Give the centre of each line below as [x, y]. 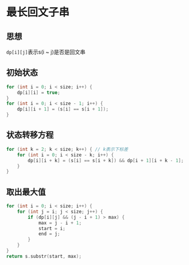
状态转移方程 [30, 135]
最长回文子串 [38, 12]
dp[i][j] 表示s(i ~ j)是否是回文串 [46, 52]
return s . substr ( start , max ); [44, 256]
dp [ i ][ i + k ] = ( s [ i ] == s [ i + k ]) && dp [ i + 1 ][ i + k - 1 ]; [106, 160]
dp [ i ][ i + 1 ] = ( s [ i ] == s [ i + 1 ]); [63, 109]
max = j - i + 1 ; [60, 223]
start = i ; [52, 228]
